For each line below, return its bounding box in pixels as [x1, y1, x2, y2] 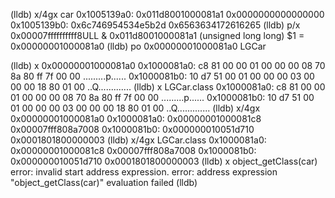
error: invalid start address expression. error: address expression [10, 166, 278, 178]
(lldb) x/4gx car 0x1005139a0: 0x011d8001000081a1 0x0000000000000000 [10, 9, 325, 20]
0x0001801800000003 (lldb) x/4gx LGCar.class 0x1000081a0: [10, 134, 267, 146]
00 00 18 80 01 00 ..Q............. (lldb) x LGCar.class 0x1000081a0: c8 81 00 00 [10, 81, 326, 93]
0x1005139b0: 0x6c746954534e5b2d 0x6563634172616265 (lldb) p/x [10, 19, 301, 31]
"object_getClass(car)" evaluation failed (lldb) [10, 177, 198, 188]
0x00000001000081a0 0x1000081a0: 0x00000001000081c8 [10, 113, 262, 124]
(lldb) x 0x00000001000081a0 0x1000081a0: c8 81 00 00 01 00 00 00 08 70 [10, 60, 326, 71]
